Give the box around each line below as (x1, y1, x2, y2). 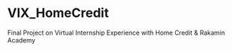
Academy (7, 35, 36, 44)
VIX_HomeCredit (7, 5, 109, 21)
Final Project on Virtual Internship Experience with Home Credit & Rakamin (7, 28, 226, 37)
